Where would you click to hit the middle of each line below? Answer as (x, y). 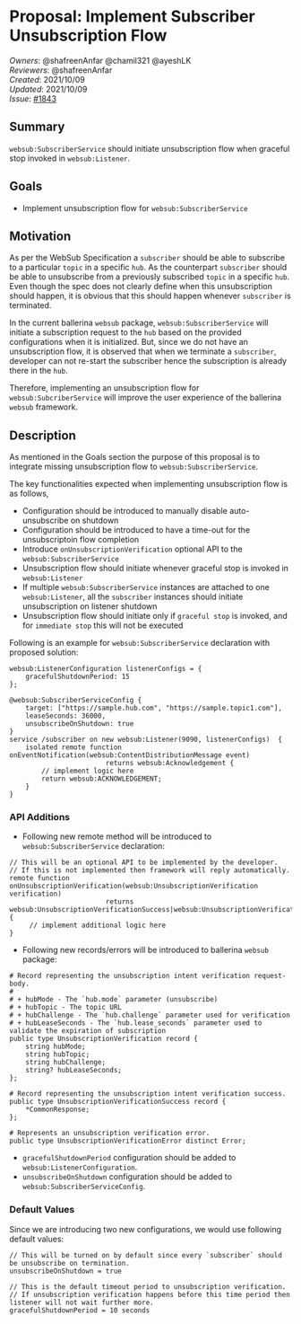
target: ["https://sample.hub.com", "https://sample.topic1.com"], (154, 708)
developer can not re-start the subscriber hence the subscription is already (148, 361)
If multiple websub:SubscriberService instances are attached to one (146, 587)
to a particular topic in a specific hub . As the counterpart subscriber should (148, 268)
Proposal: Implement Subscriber (132, 17)
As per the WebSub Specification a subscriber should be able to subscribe (147, 258)
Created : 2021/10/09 (47, 79)
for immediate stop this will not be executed (103, 625)
